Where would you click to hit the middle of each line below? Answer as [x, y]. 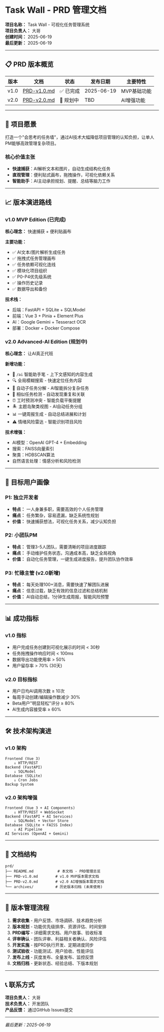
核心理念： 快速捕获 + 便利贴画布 [38, 231]
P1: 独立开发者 [22, 497]
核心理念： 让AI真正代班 [29, 353]
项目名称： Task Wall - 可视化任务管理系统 [47, 24]
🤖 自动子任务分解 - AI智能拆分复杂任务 [51, 388]
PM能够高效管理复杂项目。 [32, 143]
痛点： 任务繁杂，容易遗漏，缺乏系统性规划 [55, 515]
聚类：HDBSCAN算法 [33, 455]
